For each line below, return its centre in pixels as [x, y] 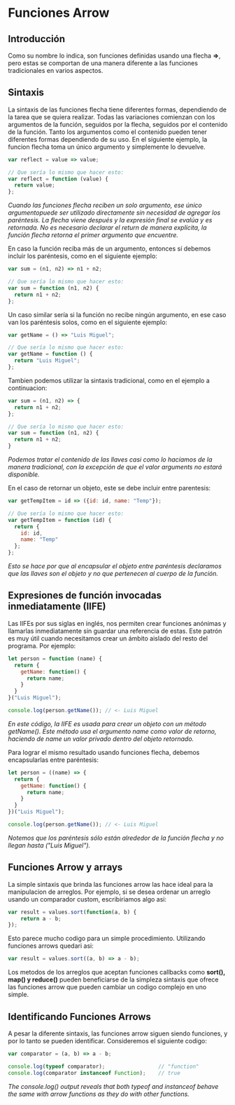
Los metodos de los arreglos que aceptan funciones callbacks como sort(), [117, 972]
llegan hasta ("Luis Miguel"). [49, 845]
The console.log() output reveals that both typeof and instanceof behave [113, 1086]
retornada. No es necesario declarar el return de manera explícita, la [107, 228]
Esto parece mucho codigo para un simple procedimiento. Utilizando [107, 939]
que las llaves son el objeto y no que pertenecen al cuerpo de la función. [113, 574]
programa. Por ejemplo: [42, 645]
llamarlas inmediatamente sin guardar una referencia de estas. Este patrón [115, 631]
